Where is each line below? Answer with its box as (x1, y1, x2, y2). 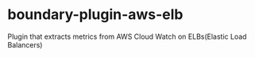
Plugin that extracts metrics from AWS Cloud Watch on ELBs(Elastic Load (7, 32, 247, 41)
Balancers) (7, 40, 43, 49)
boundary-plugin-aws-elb (7, 6, 184, 24)
